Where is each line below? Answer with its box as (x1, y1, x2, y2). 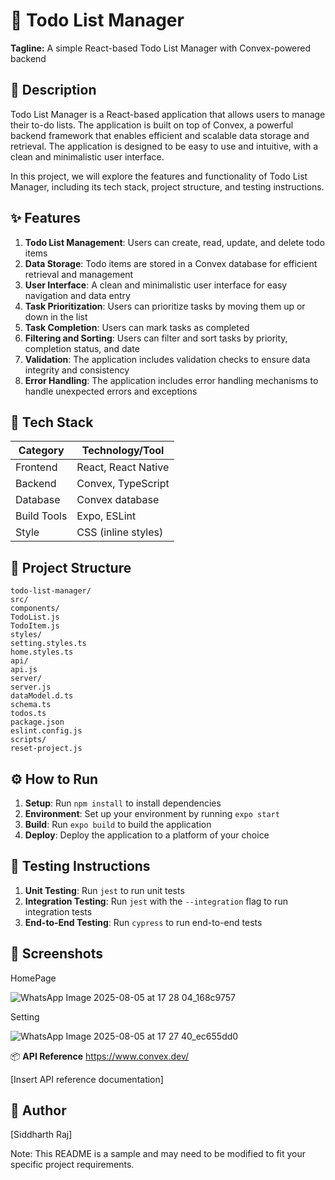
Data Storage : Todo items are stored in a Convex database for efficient (24, 257, 318, 269)
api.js (10, 665, 38, 675)
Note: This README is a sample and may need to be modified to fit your (10, 1148, 307, 1160)
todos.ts (10, 709, 47, 719)
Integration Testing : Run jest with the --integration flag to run (24, 895, 288, 907)
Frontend (15, 460, 58, 474)
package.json (10, 717, 65, 728)
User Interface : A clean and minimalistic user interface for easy (24, 279, 288, 291)
